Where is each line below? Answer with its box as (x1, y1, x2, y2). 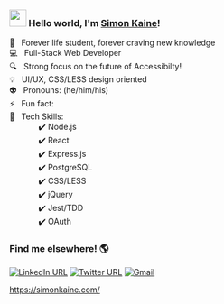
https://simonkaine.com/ (9, 284, 101, 295)
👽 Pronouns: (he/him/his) (9, 85, 109, 96)
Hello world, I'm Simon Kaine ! (28, 16, 161, 29)
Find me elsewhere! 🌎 (9, 243, 109, 255)
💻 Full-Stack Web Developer (9, 48, 122, 59)
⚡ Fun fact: (9, 98, 54, 109)
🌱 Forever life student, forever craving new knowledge (9, 37, 216, 49)
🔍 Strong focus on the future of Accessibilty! (9, 61, 182, 72)
